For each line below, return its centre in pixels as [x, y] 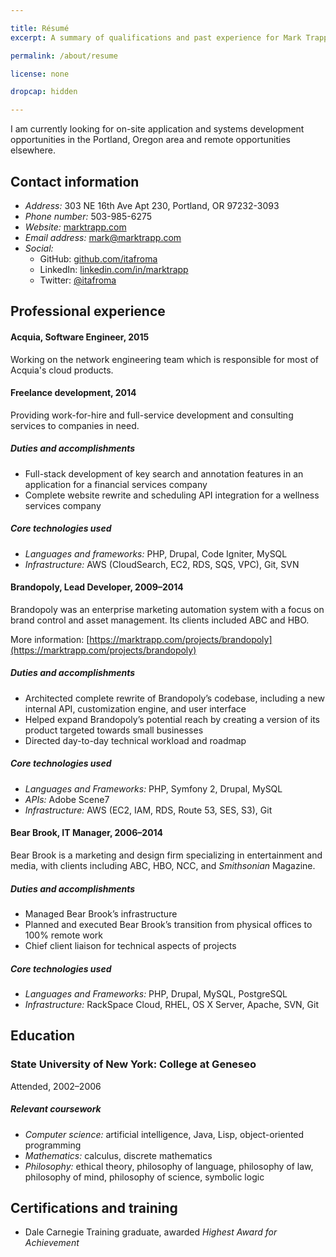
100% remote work [64, 935]
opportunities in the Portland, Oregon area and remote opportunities [150, 140]
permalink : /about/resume [64, 56]
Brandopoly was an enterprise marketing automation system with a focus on [167, 609]
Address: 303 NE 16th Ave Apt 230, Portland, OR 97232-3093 [152, 205]
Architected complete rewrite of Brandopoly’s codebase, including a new [174, 698]
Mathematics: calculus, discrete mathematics [118, 1155]
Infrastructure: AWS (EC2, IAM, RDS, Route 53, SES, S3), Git [148, 810]
